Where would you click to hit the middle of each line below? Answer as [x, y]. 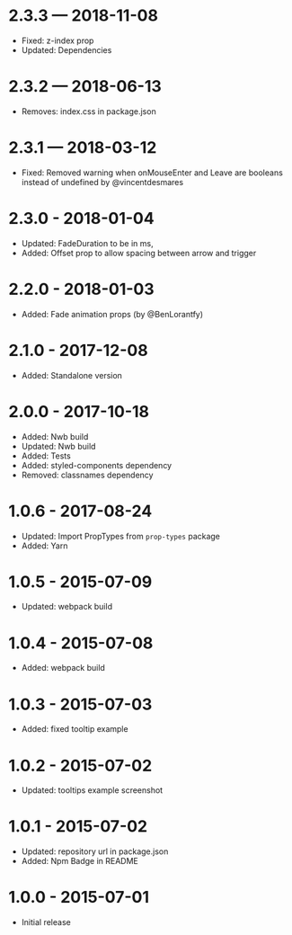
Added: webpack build [63, 668]
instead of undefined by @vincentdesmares [102, 182]
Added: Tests [46, 456]
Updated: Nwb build [58, 446]
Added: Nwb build [55, 436]
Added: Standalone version [72, 375]
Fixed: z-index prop [58, 40]
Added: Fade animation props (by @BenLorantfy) [112, 314]
